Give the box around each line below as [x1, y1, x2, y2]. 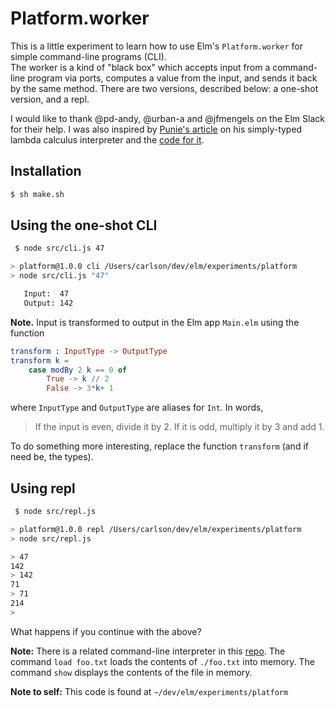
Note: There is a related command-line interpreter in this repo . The [10, 645, 286, 657]
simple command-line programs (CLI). [10, 50, 167, 62]
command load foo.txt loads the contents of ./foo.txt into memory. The [10, 655, 315, 667]
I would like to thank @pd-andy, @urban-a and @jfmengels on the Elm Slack [10, 112, 325, 124]
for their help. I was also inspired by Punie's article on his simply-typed [10, 123, 303, 135]
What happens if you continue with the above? [10, 625, 202, 637]
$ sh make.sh [10, 189, 65, 199]
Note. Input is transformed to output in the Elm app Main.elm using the [10, 316, 300, 328]
